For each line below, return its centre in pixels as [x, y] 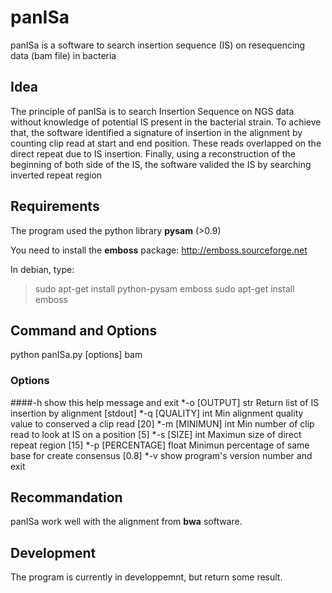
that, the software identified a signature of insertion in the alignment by [156, 132]
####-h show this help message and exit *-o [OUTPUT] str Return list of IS [165, 402]
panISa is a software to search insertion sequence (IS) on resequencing [158, 45]
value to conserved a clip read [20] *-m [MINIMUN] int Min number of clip [162, 423]
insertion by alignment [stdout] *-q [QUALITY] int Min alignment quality [157, 413]
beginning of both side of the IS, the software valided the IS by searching [161, 164]
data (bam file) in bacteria [63, 55]
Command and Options [84, 330]
